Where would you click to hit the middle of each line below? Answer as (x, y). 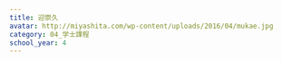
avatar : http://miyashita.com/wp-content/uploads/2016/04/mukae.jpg (141, 26)
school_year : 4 (38, 43)
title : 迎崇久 (34, 17)
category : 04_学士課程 (49, 34)
